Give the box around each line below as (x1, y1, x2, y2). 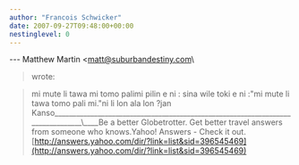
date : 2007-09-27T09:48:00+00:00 (9, 21, 134, 30)
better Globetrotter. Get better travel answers (116, 117, 284, 128)
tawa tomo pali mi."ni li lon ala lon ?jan (30, 98, 172, 109)
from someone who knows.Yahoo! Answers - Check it (30, 127, 230, 137)
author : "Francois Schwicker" (9, 12, 123, 22)
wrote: (30, 71, 56, 82)
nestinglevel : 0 (9, 29, 70, 38)
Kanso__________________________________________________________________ (30, 108, 291, 119)
